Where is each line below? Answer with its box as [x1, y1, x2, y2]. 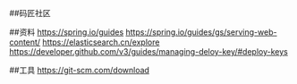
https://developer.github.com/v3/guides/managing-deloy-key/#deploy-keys [9, 46, 288, 56]
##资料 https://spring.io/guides [9, 27, 124, 38]
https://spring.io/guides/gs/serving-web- [125, 27, 277, 38]
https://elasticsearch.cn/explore [42, 37, 160, 47]
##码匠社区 [9, 8, 51, 18]
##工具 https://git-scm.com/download [9, 65, 150, 75]
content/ [9, 37, 41, 47]
